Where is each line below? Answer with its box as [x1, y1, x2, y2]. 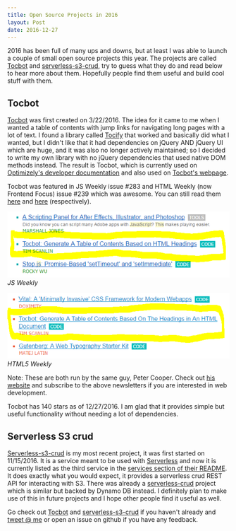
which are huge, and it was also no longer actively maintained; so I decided [7, 146, 225, 155]
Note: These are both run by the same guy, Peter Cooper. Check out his [7, 373, 216, 382]
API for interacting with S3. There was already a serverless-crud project [7, 479, 216, 488]
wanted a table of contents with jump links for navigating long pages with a [7, 124, 225, 132]
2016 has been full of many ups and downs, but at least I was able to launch [7, 47, 228, 55]
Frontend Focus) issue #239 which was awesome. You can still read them [7, 189, 221, 198]
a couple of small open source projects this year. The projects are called [7, 54, 217, 63]
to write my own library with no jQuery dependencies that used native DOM [7, 153, 226, 162]
